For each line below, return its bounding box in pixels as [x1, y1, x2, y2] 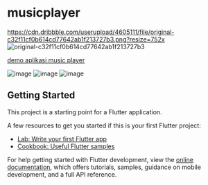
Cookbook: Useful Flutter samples [17, 142, 115, 150]
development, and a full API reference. [7, 170, 117, 178]
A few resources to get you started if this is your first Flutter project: [7, 121, 201, 130]
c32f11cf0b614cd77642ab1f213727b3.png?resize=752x [7, 35, 165, 43]
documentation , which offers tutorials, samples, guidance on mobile [7, 163, 201, 171]
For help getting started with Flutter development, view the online [7, 155, 194, 164]
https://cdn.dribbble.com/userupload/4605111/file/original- [7, 28, 175, 36]
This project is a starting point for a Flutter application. [7, 107, 162, 116]
